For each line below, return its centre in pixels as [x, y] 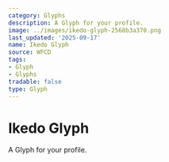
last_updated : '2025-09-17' [55, 38]
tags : [17, 60]
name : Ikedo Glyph [38, 45]
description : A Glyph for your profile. [76, 23]
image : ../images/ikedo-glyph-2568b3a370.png [84, 30]
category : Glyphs [37, 15]
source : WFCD [30, 52]
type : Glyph [28, 89]
